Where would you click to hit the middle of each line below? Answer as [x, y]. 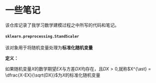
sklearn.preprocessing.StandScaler [42, 36]
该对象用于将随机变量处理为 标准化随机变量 [49, 47]
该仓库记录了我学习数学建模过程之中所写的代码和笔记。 [62, 25]
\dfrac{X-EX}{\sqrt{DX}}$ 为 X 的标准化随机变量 [53, 75]
